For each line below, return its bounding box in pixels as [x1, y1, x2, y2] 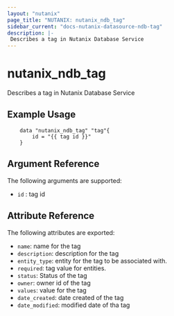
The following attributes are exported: [7, 228, 115, 236]
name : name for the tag [17, 242, 81, 250]
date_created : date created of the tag [17, 293, 124, 301]
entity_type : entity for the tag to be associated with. [17, 256, 168, 265]
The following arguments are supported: [7, 176, 123, 184]
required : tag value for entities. [17, 264, 106, 272]
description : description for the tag [17, 249, 119, 257]
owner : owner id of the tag [17, 279, 92, 287]
